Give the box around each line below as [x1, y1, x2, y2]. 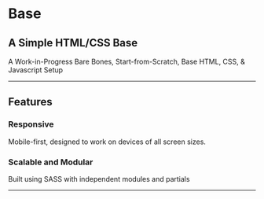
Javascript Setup [8, 65, 64, 75]
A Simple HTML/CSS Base [8, 36, 138, 50]
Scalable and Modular [8, 157, 93, 168]
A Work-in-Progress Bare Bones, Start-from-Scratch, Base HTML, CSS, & [8, 57, 246, 66]
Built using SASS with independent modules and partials [8, 174, 190, 183]
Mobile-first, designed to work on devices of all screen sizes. [8, 137, 207, 146]
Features [8, 95, 53, 109]
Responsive [8, 119, 54, 130]
